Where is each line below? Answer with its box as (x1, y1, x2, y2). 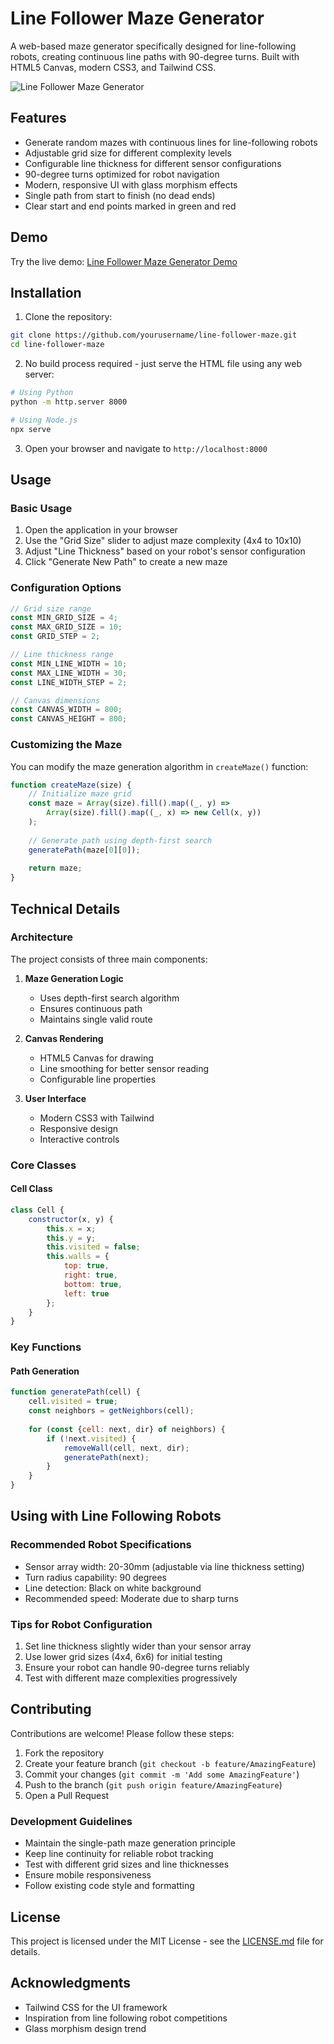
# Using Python (10, 388, 74, 398)
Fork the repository (24, 1747, 105, 1759)
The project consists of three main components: (10, 953, 208, 965)
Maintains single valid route (39, 1013, 153, 1025)
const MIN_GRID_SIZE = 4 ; (10, 613, 118, 623)
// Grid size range (10, 603, 92, 614)
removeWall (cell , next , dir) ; (63, 1443, 190, 1453)
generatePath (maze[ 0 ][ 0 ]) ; (28, 845, 141, 855)
